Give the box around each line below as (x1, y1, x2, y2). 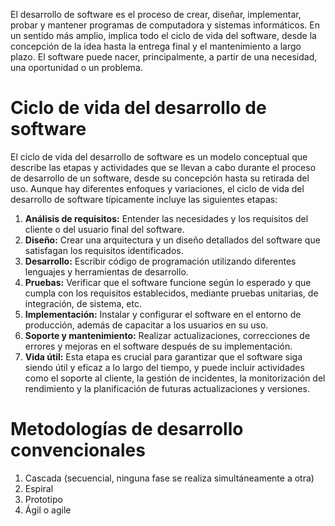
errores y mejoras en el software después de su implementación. (24, 340, 293, 352)
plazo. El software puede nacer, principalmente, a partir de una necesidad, (10, 51, 318, 63)
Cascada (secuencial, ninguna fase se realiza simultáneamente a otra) (24, 472, 315, 484)
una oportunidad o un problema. (10, 62, 143, 73)
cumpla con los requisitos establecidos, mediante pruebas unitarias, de (24, 287, 319, 299)
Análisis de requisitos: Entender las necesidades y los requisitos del (24, 212, 309, 224)
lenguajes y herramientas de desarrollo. (24, 265, 189, 278)
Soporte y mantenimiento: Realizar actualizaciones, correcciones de (24, 329, 311, 341)
